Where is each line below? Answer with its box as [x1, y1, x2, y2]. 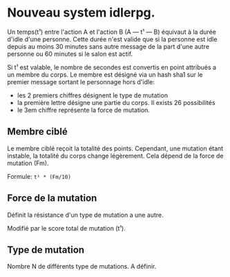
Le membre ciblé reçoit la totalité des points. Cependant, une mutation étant [7, 144, 224, 153]
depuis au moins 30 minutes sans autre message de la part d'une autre [7, 42, 209, 50]
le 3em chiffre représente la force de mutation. [17, 106, 151, 114]
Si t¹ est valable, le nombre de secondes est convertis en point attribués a [7, 63, 216, 71]
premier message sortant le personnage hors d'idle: [7, 77, 155, 86]
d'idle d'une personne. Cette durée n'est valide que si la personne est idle [7, 35, 218, 43]
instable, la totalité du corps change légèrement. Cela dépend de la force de [7, 151, 224, 160]
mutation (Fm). [7, 159, 49, 167]
